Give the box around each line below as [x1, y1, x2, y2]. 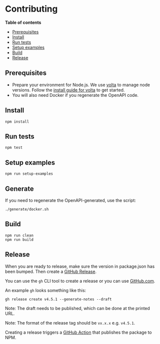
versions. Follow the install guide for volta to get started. [12, 87, 125, 93]
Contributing [5, 3, 58, 15]
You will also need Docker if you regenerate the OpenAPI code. [12, 92, 139, 98]
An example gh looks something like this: [5, 287, 87, 293]
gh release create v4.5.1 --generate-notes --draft [5, 297, 112, 302]
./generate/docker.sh [5, 207, 49, 212]
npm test [5, 145, 23, 150]
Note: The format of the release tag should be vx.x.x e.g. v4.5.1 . [5, 320, 135, 326]
